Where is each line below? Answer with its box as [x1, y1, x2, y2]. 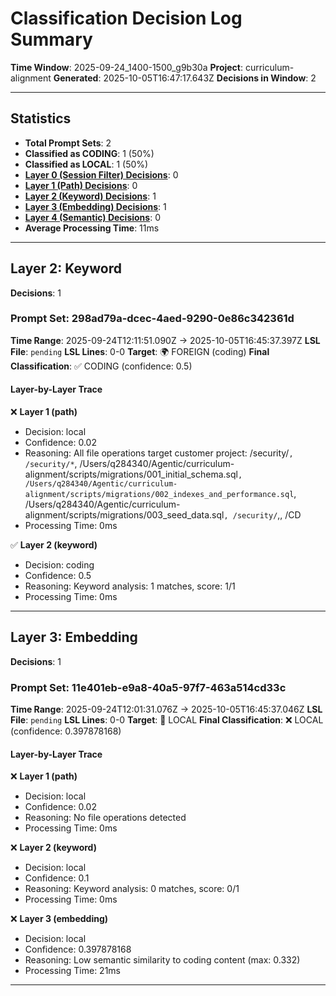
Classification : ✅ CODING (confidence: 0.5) [10, 360, 193, 372]
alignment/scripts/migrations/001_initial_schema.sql [24, 468, 238, 481]
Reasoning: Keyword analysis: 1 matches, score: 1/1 [24, 580, 236, 592]
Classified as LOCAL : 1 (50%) [24, 158, 149, 170]
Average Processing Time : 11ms [24, 222, 160, 234]
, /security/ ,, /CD [223, 509, 302, 521]
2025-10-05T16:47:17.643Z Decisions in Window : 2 [103, 72, 317, 84]
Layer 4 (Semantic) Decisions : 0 [24, 211, 161, 223]
